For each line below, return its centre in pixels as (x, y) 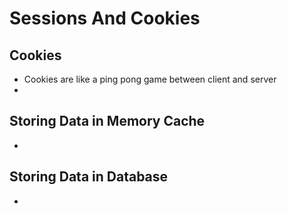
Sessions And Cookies (105, 18)
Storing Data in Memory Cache (107, 121)
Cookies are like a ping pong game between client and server (150, 79)
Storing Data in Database (89, 177)
